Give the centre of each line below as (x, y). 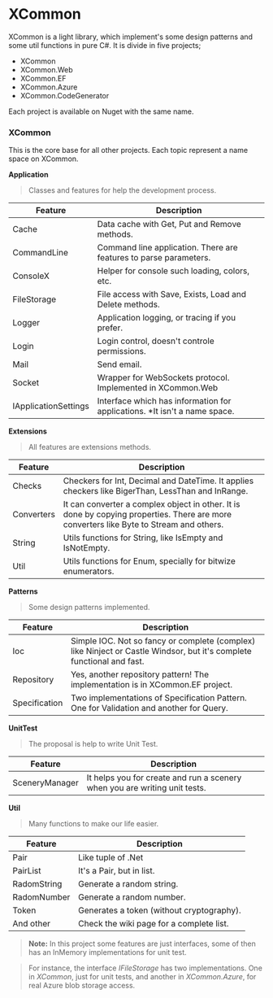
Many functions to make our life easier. (93, 824)
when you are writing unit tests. (146, 788)
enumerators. (89, 572)
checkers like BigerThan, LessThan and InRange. (156, 491)
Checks (27, 486)
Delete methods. (128, 304)
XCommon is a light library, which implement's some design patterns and (131, 37)
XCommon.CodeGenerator (65, 95)
